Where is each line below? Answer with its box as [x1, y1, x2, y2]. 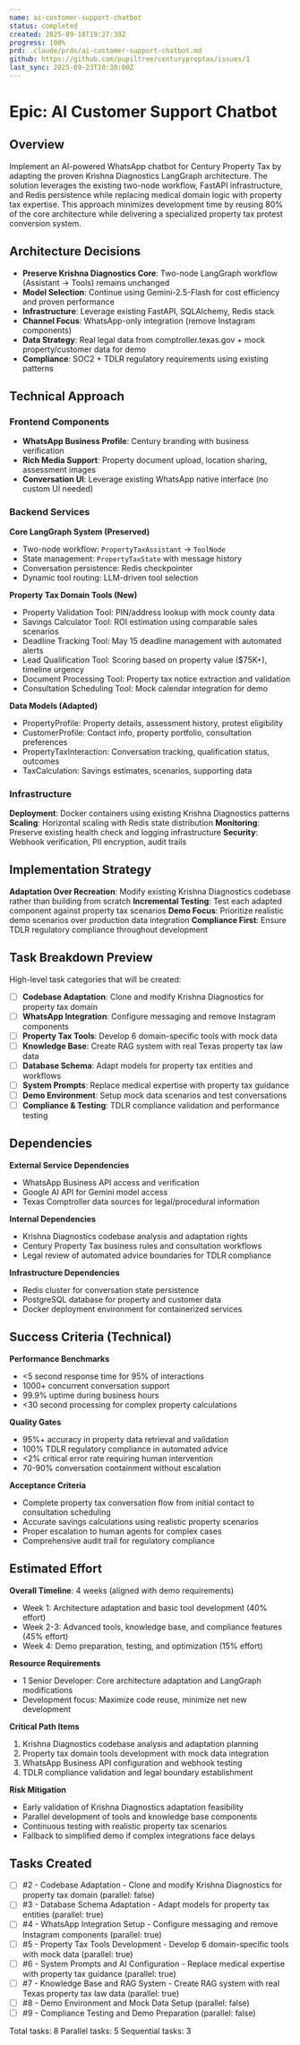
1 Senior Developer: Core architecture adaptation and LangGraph [21, 1675, 261, 1686]
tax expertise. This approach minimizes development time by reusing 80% [9, 199, 284, 210]
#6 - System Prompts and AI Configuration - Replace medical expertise [21, 1958, 285, 1969]
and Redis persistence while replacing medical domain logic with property [9, 189, 282, 200]
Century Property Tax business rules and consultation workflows [21, 1240, 262, 1251]
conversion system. [9, 218, 82, 228]
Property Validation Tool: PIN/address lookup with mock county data [21, 606, 276, 618]
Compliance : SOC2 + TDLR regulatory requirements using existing [21, 353, 269, 364]
